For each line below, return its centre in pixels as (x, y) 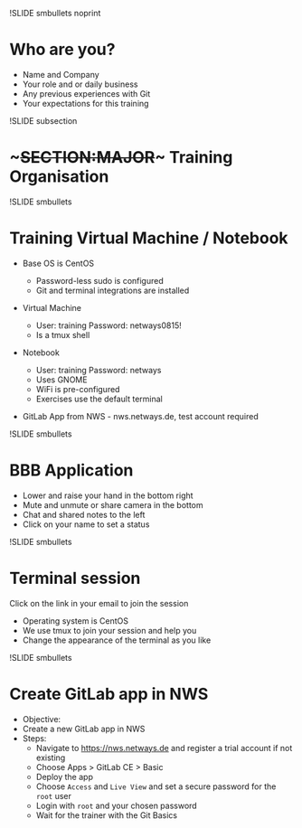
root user (54, 795)
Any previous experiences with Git (86, 93)
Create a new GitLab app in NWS (84, 729)
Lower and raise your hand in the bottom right (108, 495)
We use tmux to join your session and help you (109, 630)
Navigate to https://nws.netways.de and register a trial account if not (164, 748)
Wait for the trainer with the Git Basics (107, 815)
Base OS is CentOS (58, 263)
